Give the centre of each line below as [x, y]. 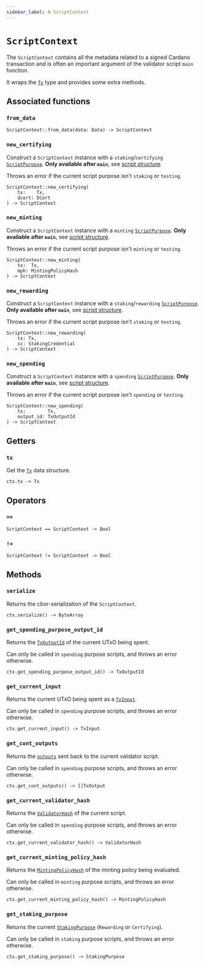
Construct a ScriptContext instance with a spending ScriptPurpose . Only [98, 376]
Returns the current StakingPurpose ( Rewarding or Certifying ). [85, 927]
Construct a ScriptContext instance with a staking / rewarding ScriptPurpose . [103, 303]
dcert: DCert [34, 198]
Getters [21, 441]
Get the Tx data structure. [38, 470]
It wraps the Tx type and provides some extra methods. [76, 82]
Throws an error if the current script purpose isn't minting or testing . [94, 249]
